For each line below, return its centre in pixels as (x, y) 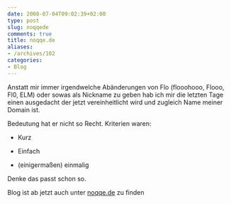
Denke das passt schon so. (47, 178)
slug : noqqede (28, 27)
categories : (25, 60)
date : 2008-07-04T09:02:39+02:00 (57, 14)
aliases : (20, 47)
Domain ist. (24, 109)
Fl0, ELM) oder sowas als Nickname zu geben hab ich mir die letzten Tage (115, 95)
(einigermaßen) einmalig (53, 165)
